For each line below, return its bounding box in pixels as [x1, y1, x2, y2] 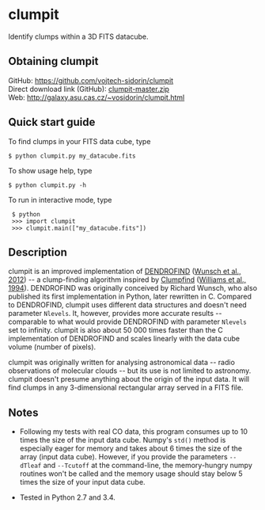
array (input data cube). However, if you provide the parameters [19, 452, 228, 462]
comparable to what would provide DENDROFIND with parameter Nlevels [8, 317, 247, 326]
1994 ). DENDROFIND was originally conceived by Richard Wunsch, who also [8, 284, 258, 293]
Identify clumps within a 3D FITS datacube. [8, 32, 149, 41]
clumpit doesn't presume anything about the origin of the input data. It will [8, 375, 250, 384]
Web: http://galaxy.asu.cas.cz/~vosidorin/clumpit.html [8, 93, 185, 102]
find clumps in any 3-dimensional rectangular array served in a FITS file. [8, 382, 244, 393]
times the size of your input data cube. [19, 478, 146, 487]
